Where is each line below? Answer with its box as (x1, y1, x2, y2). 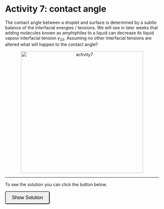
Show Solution (12, 194, 43, 200)
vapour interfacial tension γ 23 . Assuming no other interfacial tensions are (5, 35, 152, 42)
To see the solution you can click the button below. (5, 181, 107, 187)
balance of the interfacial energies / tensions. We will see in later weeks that (5, 24, 158, 30)
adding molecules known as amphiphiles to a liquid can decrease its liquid (5, 30, 154, 36)
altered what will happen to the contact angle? (5, 41, 98, 47)
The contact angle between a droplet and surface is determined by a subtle (5, 19, 157, 25)
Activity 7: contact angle (5, 3, 106, 15)
